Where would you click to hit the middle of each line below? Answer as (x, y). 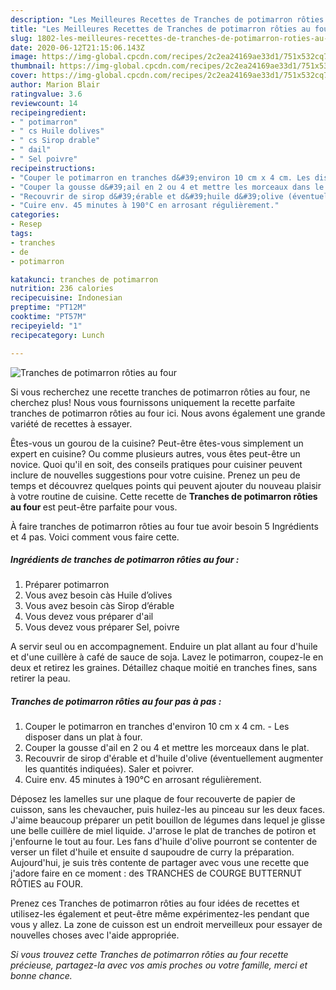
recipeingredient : (48, 112)
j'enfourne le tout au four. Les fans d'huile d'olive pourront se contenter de (164, 842)
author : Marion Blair (55, 85)
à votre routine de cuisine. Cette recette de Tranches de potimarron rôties (164, 496)
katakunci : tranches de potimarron (84, 279)
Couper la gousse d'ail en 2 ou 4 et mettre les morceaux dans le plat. (167, 748)
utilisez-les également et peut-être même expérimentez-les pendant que (160, 914)
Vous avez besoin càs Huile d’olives (98, 595)
